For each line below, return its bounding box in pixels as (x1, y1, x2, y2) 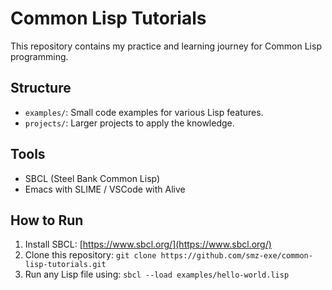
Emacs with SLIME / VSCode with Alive (24, 183, 186, 195)
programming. (10, 50, 69, 62)
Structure (10, 80, 72, 97)
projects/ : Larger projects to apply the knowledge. (24, 117, 235, 129)
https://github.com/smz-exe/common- (160, 251, 313, 261)
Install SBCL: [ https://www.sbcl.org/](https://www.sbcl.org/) (24, 238, 272, 251)
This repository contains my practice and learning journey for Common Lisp (10, 40, 322, 52)
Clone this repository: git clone (24, 249, 157, 261)
